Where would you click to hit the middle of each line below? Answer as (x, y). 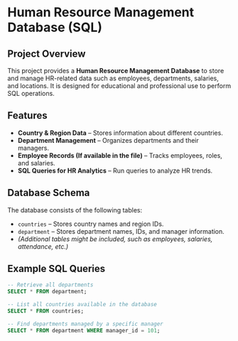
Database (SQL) (55, 27)
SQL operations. (31, 93)
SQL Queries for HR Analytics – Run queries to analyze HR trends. (115, 170)
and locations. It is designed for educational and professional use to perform (119, 86)
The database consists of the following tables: (75, 210)
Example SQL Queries (56, 269)
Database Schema (49, 193)
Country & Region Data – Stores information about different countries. (120, 133)
